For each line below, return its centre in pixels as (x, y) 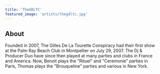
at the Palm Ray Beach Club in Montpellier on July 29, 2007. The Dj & (74, 51)
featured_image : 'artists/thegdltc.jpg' (47, 14)
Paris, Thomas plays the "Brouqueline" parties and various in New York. (77, 66)
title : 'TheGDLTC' (24, 9)
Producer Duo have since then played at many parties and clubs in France (79, 56)
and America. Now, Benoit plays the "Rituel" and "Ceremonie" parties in (76, 61)
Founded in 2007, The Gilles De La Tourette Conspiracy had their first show (80, 46)
